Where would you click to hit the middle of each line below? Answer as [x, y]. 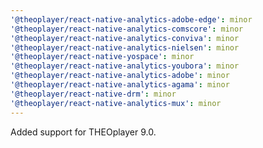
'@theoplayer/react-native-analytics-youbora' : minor [125, 66]
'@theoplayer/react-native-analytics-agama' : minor [120, 85]
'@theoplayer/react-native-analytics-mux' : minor [116, 103]
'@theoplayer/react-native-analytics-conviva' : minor [125, 38]
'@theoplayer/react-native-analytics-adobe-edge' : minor [131, 19]
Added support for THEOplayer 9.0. [83, 132]
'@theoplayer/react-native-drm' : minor [93, 94]
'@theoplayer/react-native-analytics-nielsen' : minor [125, 47]
